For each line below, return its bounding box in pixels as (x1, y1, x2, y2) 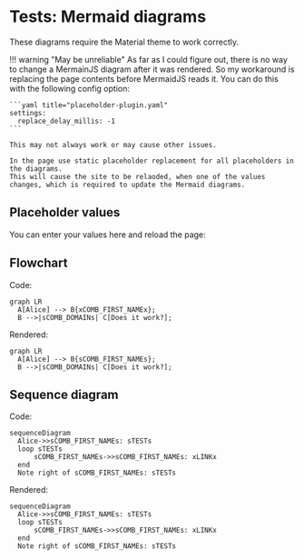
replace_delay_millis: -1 (17, 116, 116, 125)
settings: (9, 108, 47, 117)
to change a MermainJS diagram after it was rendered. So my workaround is (9, 64, 295, 75)
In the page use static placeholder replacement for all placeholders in (9, 156, 295, 165)
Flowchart (9, 255, 68, 271)
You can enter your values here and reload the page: (9, 229, 206, 240)
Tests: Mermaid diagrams (9, 6, 207, 27)
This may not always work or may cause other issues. (9, 140, 218, 149)
